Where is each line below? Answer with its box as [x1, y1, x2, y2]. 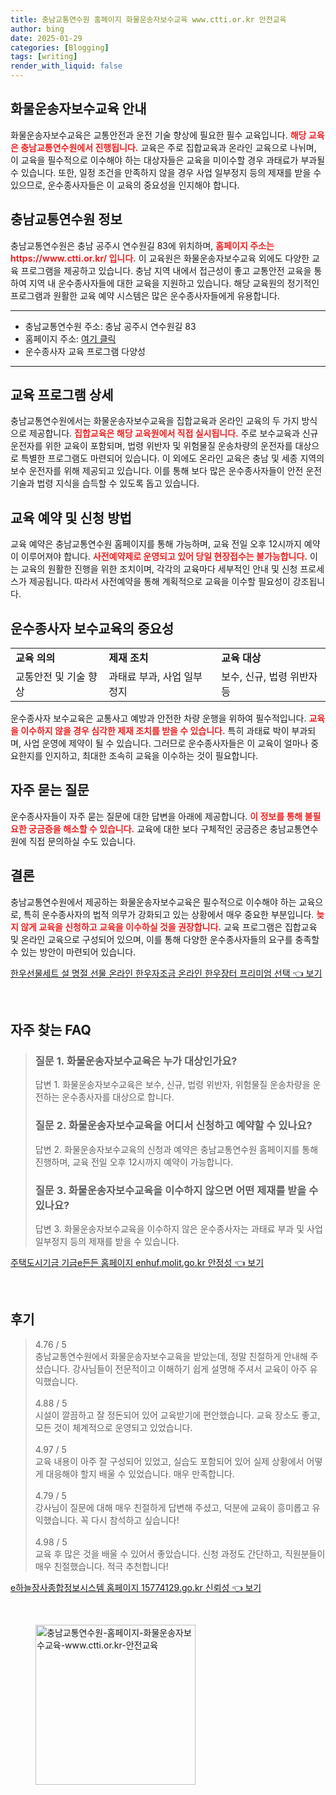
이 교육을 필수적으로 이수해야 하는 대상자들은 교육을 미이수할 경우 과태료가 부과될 [10, 154, 326, 166]
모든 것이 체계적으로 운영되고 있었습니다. [34, 1421, 193, 1433]
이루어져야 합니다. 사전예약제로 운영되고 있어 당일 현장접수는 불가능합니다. [20, 551, 308, 563]
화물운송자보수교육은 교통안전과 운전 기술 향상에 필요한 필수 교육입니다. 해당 [10, 129, 307, 141]
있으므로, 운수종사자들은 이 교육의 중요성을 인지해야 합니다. [10, 179, 240, 191]
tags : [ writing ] [10, 52, 78, 62]
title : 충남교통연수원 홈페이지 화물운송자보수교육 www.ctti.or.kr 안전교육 [10, 14, 287, 25]
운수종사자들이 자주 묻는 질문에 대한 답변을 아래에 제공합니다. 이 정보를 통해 [10, 810, 303, 822]
